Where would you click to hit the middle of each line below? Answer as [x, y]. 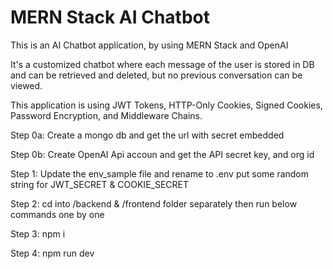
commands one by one [57, 214]
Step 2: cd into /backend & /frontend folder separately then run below [154, 203]
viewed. [26, 85]
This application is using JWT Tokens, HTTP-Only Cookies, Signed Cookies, [166, 105]
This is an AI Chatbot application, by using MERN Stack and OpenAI [149, 45]
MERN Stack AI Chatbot [110, 17]
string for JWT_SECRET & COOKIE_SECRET [100, 184]
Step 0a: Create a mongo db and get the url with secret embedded [147, 135]
